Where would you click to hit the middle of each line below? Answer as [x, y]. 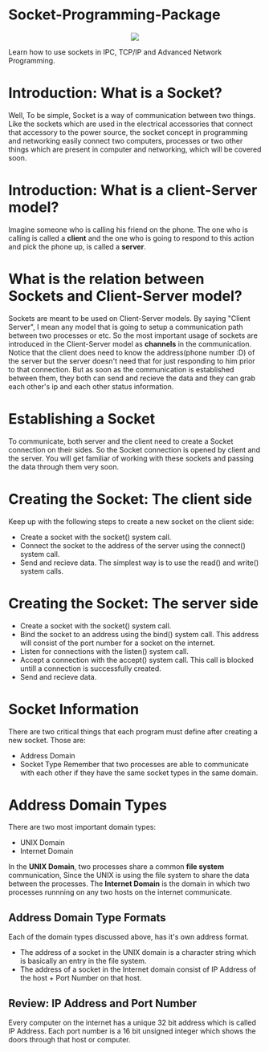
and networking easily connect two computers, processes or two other [126, 140]
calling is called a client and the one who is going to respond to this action [131, 238]
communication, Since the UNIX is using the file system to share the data [129, 875]
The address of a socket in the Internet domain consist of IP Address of [138, 969]
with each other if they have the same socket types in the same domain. [139, 773]
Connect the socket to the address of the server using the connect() [133, 545]
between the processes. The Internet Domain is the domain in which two [129, 883]
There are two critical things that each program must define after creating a [133, 731]
